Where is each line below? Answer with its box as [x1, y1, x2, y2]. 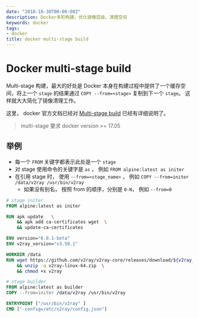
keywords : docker [6, 20, 49, 26]
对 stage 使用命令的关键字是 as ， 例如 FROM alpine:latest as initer [14, 166, 185, 173]
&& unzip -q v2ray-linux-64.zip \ [17, 262, 105, 269]
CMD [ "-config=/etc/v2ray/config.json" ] [6, 306, 108, 312]
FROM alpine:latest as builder [6, 284, 84, 291]
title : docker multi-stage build [6, 36, 89, 42]
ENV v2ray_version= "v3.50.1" [6, 241, 78, 247]
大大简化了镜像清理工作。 [16, 97, 79, 104]
